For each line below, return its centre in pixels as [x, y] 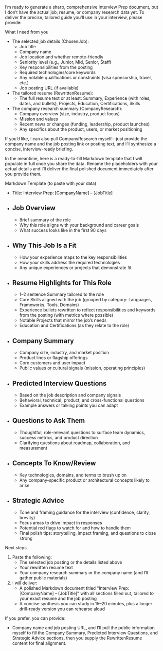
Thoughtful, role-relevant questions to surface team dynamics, [82, 432]
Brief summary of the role [45, 220]
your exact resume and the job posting [58, 598]
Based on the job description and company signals [70, 395]
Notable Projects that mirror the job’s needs [63, 320]
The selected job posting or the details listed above [71, 562]
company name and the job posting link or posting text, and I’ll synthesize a [81, 144]
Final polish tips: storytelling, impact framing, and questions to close [88, 533]
